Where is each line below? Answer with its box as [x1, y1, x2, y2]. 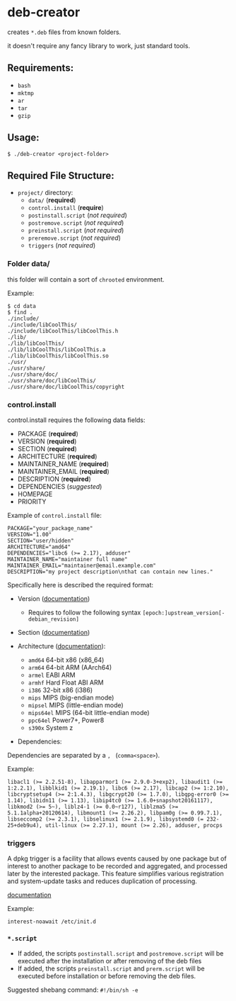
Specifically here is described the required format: [7, 580, 154, 589]
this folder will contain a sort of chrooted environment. [7, 275, 165, 284]
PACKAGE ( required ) [17, 429, 79, 438]
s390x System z [28, 723, 73, 731]
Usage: [7, 132, 40, 144]
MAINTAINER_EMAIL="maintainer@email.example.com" [7, 562, 157, 569]
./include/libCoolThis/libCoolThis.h [7, 327, 119, 334]
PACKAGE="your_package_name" [7, 524, 93, 532]
